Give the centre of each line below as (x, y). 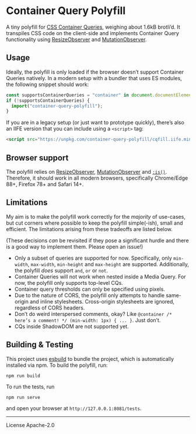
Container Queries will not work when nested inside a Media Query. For (100, 277)
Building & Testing (40, 345)
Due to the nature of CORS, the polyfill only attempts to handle (90, 295)
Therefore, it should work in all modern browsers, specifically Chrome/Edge (97, 178)
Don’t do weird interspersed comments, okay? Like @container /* (93, 314)
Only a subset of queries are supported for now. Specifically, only (93, 258)
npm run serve (23, 397)
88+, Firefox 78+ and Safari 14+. (45, 184)
